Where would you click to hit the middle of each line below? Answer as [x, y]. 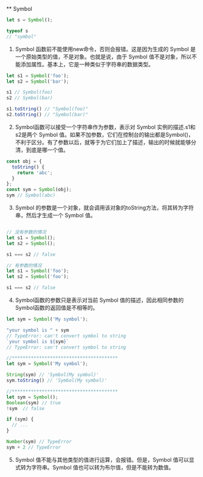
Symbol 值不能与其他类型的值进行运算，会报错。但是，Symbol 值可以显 [105, 459]
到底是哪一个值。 [47, 150]
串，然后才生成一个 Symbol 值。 [55, 215]
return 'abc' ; [35, 173]
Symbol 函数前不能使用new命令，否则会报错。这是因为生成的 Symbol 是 [105, 49]
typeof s [17, 31]
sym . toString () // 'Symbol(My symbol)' [57, 380]
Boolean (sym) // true [34, 403]
